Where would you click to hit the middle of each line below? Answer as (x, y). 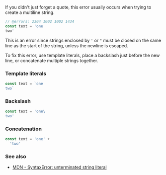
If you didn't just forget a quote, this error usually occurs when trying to (78, 7)
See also (16, 156)
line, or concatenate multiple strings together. (52, 60)
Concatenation (24, 129)
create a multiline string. (30, 12)
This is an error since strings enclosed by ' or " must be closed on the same (83, 40)
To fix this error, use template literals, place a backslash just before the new (83, 55)
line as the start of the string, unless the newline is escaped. (67, 45)
